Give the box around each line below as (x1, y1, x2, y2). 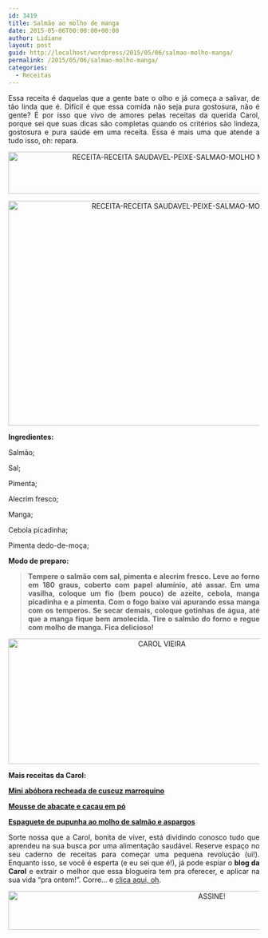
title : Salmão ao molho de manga (8, 19, 120, 27)
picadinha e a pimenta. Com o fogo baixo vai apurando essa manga (27, 597, 260, 606)
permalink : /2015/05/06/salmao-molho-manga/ (8, 57, 159, 65)
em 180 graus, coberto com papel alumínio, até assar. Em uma (27, 580, 260, 589)
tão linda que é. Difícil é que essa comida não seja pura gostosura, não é (8, 102, 260, 111)
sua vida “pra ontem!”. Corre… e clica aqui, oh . (8, 875, 162, 884)
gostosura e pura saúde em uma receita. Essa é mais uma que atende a (8, 127, 260, 137)
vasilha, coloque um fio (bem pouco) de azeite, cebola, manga (27, 589, 260, 598)
